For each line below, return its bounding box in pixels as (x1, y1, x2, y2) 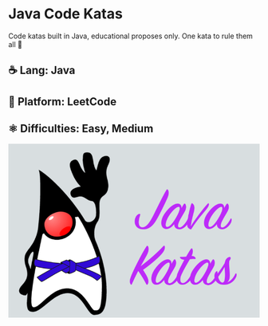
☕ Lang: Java (8, 64, 76, 77)
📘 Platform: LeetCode (8, 95, 117, 108)
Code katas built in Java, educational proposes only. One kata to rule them (8, 31, 254, 41)
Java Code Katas (8, 5, 124, 23)
